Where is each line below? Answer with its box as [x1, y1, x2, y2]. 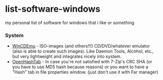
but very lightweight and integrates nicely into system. [12, 53, 122, 59]
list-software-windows [5, 3, 100, 15]
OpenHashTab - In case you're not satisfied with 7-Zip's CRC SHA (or [12, 59, 153, 65]
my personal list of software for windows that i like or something [5, 20, 135, 26]
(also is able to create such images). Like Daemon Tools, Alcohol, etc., [12, 48, 154, 54]
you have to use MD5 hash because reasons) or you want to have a [12, 64, 148, 70]
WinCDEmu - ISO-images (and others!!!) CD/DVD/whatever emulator [12, 43, 150, 49]
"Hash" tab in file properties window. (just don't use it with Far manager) [12, 69, 159, 75]
